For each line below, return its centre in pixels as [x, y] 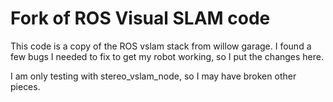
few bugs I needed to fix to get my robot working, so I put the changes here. [167, 56]
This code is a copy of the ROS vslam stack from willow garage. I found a [161, 46]
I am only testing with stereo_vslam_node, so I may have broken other [153, 76]
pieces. [25, 86]
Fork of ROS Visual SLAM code [140, 18]
